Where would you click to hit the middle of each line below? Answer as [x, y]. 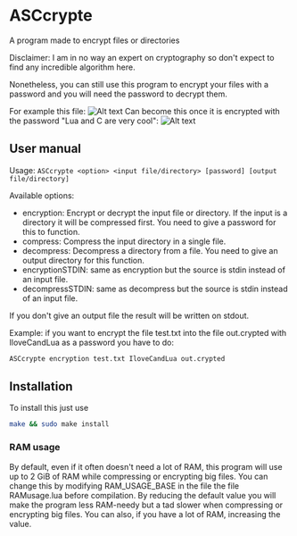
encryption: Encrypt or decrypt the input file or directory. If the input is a [155, 213]
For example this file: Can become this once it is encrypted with [145, 111]
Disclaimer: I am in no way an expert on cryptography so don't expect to [142, 57]
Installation [41, 386]
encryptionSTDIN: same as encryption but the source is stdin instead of [153, 270]
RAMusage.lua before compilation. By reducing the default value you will [143, 495]
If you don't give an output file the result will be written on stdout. [129, 315]
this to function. [51, 231]
